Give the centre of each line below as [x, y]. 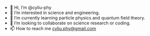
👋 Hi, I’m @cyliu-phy [31, 8]
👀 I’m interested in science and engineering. [55, 13]
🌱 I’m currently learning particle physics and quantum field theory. [77, 18]
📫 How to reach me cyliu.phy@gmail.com [53, 28]
